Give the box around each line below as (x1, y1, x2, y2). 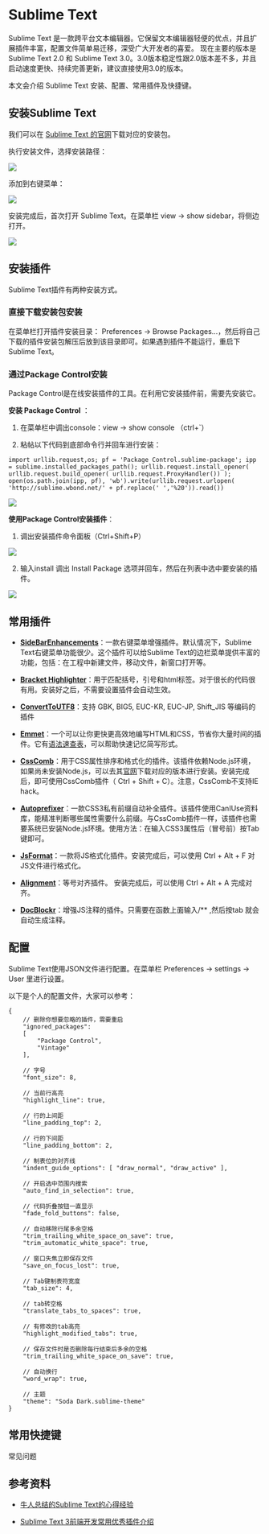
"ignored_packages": (22, 1022, 92, 1031)
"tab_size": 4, (22, 1284, 74, 1293)
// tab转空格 (22, 1300, 63, 1308)
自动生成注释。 (19, 915, 70, 925)
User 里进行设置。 (8, 974, 69, 983)
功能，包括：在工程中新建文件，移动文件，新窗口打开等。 (19, 658, 210, 667)
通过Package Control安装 (8, 369, 108, 380)
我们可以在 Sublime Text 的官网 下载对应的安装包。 (8, 129, 175, 138)
